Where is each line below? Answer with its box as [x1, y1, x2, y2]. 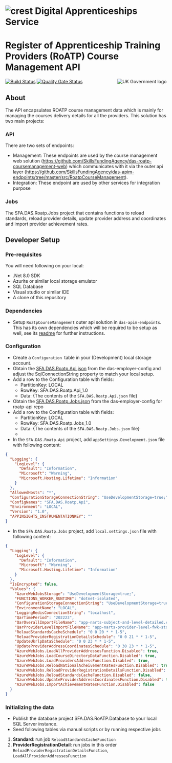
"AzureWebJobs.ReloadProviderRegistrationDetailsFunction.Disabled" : [14, 667, 166, 673]
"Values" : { [10, 586, 36, 591]
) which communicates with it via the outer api [66, 164, 163, 170]
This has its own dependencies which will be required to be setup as [12, 324, 158, 331]
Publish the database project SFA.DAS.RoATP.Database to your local [12, 715, 157, 722]
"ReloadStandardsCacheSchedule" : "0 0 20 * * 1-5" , [14, 629, 127, 634]
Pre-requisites [5, 251, 42, 258]
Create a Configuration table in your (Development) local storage [12, 354, 152, 360]
